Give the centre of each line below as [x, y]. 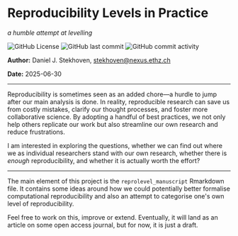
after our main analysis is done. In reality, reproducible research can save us [119, 101]
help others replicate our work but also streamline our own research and [113, 124]
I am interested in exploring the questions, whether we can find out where [115, 145]
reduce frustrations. [36, 132]
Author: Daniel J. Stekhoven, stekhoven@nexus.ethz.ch [89, 60]
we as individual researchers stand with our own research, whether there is [117, 153]
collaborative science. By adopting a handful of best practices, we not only [117, 117]
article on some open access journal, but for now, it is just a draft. [103, 225]
